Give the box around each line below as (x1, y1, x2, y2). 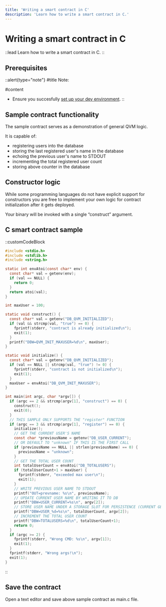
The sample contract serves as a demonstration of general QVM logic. (5, 124, 148, 130)
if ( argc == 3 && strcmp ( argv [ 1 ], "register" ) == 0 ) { (9, 421, 125, 427)
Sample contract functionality (5, 110, 99, 119)
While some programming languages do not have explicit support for (5, 191, 145, 197)
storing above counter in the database (12, 164, 90, 170)
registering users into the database (12, 143, 84, 149)
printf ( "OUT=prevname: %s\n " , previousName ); (14, 491, 110, 496)
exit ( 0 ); (14, 408, 32, 413)
